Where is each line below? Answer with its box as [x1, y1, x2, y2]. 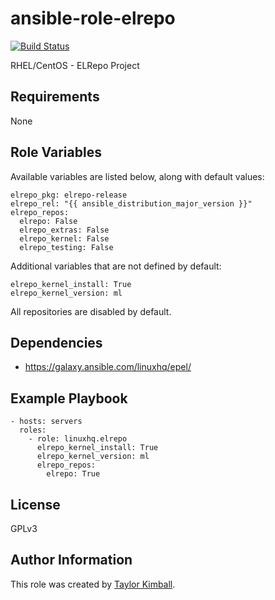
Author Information [10, 552, 133, 569]
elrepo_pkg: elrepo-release [10, 190, 128, 200]
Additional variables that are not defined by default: [10, 260, 222, 272]
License [10, 496, 61, 513]
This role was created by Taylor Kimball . [10, 578, 176, 590]
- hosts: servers [10, 417, 83, 427]
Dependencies [10, 334, 103, 351]
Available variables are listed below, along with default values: [10, 170, 265, 182]
